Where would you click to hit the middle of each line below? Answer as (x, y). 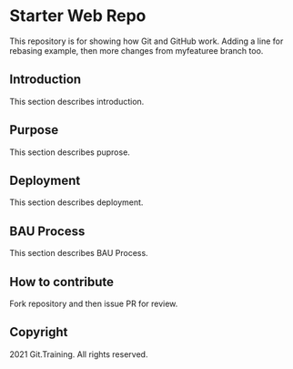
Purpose (34, 130)
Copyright (39, 332)
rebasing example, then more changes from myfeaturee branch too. (136, 50)
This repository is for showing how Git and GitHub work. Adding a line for (146, 41)
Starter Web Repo (78, 16)
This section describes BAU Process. (79, 253)
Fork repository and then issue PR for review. (94, 303)
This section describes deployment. (76, 202)
